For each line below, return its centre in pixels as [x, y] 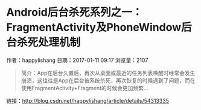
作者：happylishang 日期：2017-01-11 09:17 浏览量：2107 [77, 60]
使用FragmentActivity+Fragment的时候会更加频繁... [85, 88]
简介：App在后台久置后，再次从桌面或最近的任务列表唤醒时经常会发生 [108, 73]
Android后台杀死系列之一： [75, 12]
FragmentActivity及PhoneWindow [94, 27]
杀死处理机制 [49, 42]
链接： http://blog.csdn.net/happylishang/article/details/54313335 [88, 100]
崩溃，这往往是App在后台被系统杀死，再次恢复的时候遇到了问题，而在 [108, 80]
